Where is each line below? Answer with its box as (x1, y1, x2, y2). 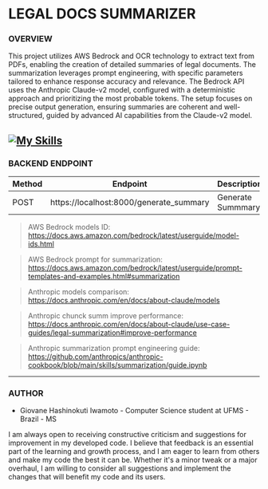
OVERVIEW (8, 34, 53, 45)
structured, (8, 111, 45, 120)
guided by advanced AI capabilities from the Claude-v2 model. (46, 111, 253, 120)
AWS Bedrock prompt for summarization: (27, 254, 164, 264)
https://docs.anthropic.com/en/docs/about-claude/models (27, 296, 221, 306)
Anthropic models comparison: (27, 287, 130, 297)
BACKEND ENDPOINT (8, 157, 93, 168)
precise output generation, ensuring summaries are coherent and (8, 102, 223, 112)
